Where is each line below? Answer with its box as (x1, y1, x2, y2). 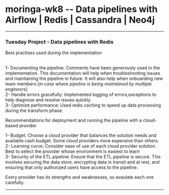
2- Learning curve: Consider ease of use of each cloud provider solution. (5, 143, 157, 149)
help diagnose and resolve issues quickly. (5, 97, 92, 103)
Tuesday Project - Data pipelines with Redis (5, 38, 114, 45)
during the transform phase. (5, 108, 63, 114)
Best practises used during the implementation (5, 50, 102, 56)
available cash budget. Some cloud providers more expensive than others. (5, 138, 159, 144)
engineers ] (5, 86, 28, 92)
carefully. (5, 179, 25, 185)
